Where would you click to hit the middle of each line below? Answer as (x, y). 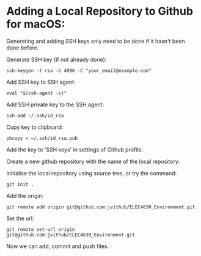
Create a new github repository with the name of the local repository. (93, 161)
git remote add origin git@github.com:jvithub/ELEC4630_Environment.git (101, 207)
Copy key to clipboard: (35, 127)
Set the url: (20, 218)
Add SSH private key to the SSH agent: (55, 104)
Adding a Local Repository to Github (100, 11)
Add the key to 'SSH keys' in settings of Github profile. (75, 149)
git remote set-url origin (41, 229)
